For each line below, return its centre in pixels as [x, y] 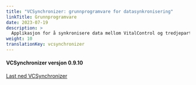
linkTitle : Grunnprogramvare [41, 17]
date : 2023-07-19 [27, 22]
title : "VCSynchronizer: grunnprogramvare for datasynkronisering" [90, 11]
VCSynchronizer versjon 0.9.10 [45, 63]
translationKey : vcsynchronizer [45, 45]
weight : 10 [19, 39]
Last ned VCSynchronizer [37, 76]
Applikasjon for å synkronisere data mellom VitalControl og [87, 33]
